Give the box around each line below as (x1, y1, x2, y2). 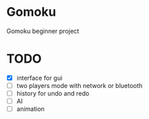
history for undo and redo (16, 89, 90, 97)
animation (16, 105, 46, 113)
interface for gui (16, 74, 63, 82)
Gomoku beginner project (6, 27, 80, 35)
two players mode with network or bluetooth (16, 81, 143, 89)
